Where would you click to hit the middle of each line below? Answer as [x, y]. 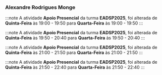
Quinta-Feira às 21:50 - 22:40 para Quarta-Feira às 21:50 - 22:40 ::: [75, 67]
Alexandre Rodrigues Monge [40, 7]
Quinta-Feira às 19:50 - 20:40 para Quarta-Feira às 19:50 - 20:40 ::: [75, 38]
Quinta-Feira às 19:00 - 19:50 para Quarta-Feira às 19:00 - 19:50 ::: [74, 23]
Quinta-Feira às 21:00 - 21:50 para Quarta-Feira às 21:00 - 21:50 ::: [74, 52]
